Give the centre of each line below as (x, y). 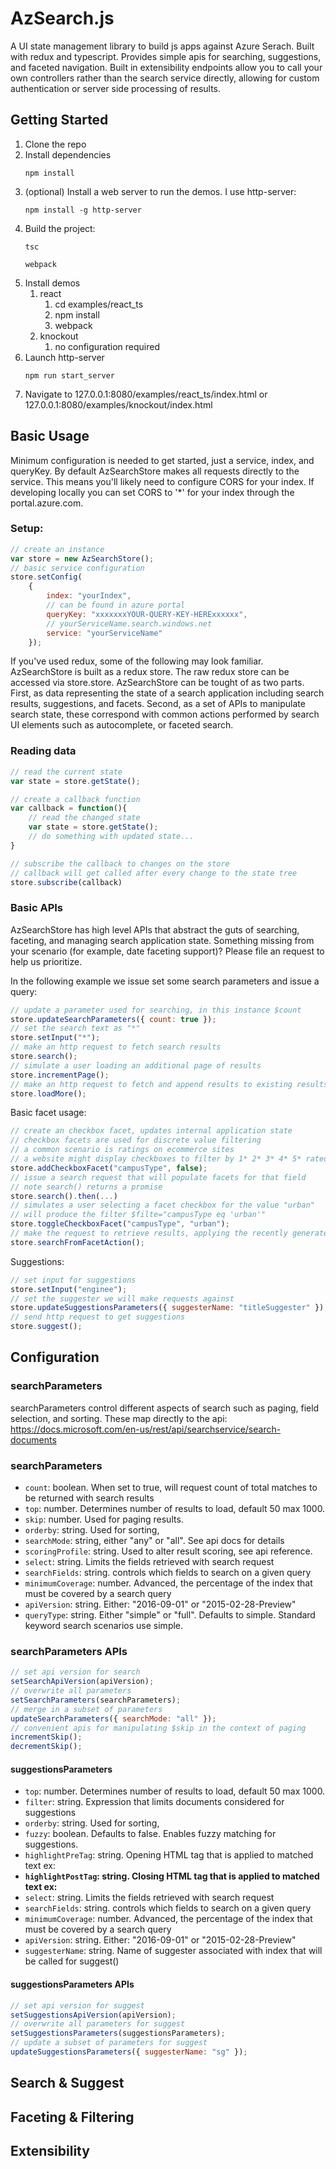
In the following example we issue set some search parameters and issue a (165, 981)
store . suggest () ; (46, 1327)
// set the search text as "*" (75, 1028)
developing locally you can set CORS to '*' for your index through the (152, 492)
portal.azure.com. (47, 503)
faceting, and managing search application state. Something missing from (162, 940)
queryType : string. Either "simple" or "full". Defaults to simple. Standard (170, 1615)
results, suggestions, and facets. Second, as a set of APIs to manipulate (158, 704)
